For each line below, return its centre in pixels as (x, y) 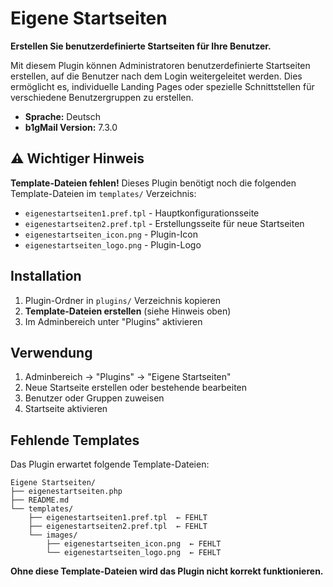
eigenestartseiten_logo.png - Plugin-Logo (113, 244)
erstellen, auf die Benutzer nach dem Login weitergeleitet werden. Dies (156, 76)
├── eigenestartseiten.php (66, 492)
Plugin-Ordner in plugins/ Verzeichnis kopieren (122, 300)
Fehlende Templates (75, 440)
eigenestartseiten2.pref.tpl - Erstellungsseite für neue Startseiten (164, 223)
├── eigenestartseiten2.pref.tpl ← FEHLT (118, 527)
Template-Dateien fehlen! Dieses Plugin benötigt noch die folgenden (153, 183)
